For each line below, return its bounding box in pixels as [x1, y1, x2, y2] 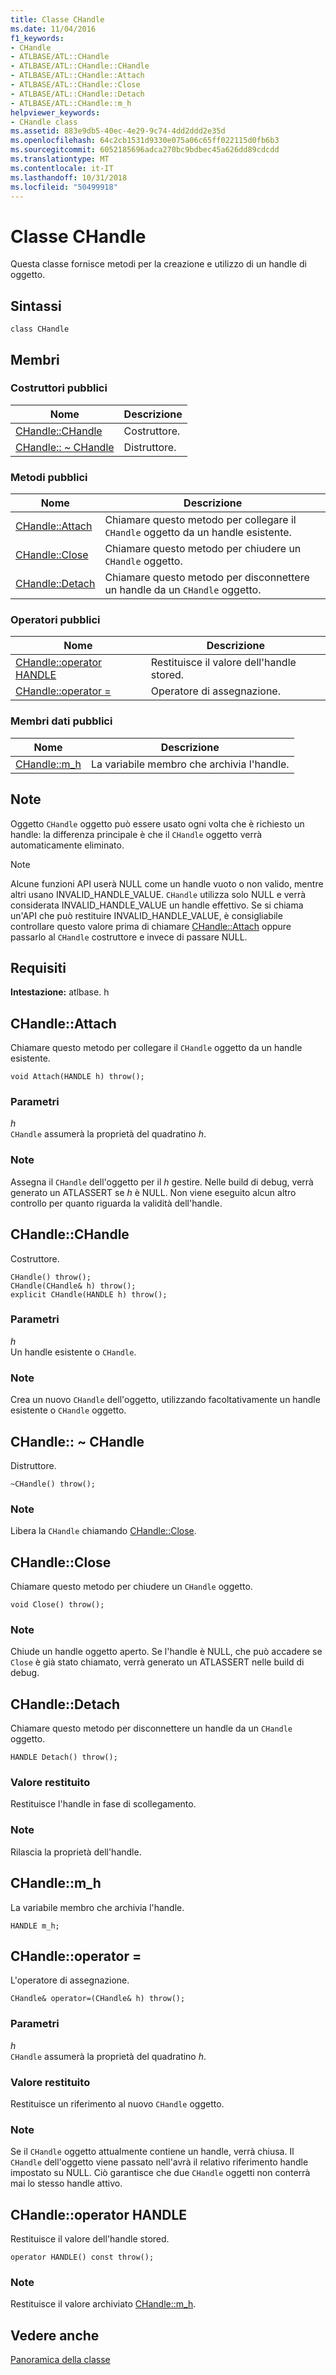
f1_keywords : [10, 33, 65, 43]
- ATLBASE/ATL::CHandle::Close [10, 80, 141, 90]
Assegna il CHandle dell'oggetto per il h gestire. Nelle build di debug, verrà [10, 1176, 314, 1188]
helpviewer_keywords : [10, 107, 101, 118]
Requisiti [10, 959, 67, 976]
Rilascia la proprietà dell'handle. [10, 1846, 142, 1858]
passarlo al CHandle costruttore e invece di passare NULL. [10, 931, 248, 943]
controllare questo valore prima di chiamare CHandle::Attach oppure [10, 920, 292, 932]
